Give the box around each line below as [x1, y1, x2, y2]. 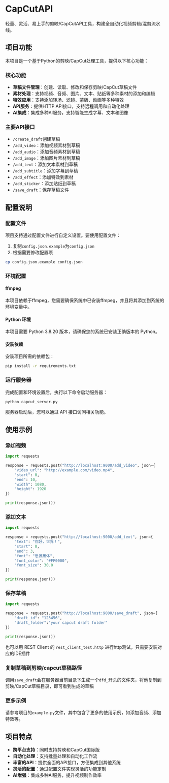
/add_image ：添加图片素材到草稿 [12, 155, 80, 161]
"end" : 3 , [14, 549, 36, 554]
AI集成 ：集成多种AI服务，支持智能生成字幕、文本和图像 [12, 110, 128, 116]
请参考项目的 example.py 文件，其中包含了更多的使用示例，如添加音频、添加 [5, 710, 161, 716]
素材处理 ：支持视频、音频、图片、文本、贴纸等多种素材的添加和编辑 [12, 91, 155, 97]
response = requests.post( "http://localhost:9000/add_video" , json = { [5, 463, 156, 468]
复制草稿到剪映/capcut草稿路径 [5, 664, 82, 671]
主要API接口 [5, 123, 35, 130]
